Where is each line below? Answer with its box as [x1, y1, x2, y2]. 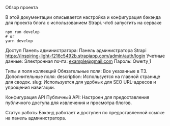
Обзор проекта [5, 5, 38, 10]
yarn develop [5, 38, 33, 43]
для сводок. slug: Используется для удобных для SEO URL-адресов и [5, 79, 156, 85]
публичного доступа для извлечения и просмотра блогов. [5, 99, 132, 106]
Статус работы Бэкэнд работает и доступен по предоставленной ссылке [5, 110, 165, 115]
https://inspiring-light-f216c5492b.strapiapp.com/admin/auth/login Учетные [5, 53, 165, 59]
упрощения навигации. [5, 84, 55, 90]
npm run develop [5, 30, 40, 35]
